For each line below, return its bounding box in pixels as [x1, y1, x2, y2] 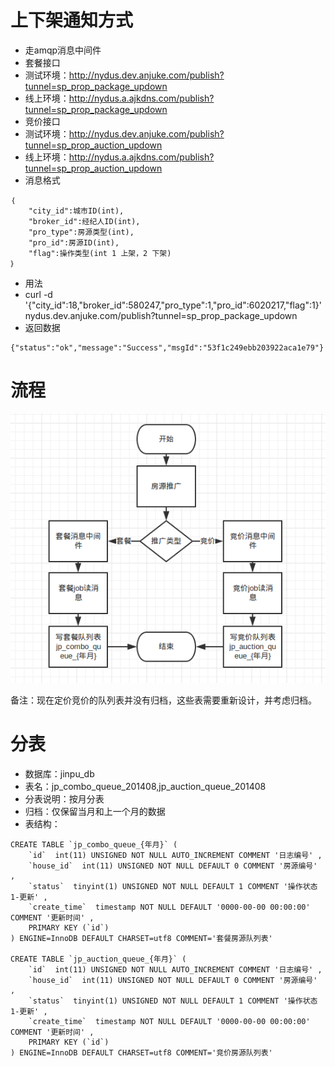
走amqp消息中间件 [24, 44, 102, 56]
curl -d [24, 288, 53, 300]
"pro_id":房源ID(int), [28, 237, 120, 248]
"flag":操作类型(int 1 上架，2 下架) [28, 248, 172, 258]
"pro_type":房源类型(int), [28, 227, 135, 237]
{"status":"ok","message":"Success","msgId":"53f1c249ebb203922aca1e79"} [10, 342, 325, 353]
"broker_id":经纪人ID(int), [28, 216, 141, 226]
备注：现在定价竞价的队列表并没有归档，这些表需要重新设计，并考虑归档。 [10, 694, 317, 706]
